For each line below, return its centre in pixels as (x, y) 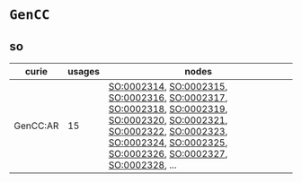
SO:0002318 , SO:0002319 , (168, 109)
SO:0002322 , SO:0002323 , (168, 131)
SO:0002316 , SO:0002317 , (168, 98)
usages (84, 71)
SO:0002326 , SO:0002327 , (168, 154)
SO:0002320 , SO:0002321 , (168, 120)
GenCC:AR (36, 126)
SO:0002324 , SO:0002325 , (168, 143)
